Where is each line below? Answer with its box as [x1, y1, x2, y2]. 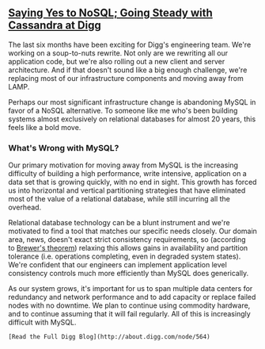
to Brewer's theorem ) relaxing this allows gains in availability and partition [8, 244, 248, 253]
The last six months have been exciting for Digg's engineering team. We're [8, 40, 252, 49]
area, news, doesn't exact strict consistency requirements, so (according [8, 235, 247, 244]
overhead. [8, 202, 42, 213]
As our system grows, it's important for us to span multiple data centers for [8, 284, 253, 293]
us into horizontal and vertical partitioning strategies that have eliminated [8, 186, 246, 195]
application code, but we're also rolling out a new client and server [8, 56, 225, 66]
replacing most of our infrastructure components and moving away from [8, 73, 244, 82]
